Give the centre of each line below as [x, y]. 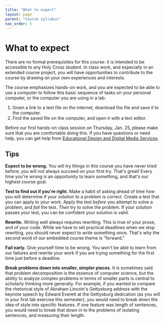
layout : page [19, 14]
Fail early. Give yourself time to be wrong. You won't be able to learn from [81, 247]
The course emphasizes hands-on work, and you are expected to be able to [82, 87]
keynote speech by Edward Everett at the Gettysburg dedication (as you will [82, 294]
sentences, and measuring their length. [45, 315]
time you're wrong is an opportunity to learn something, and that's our [77, 176]
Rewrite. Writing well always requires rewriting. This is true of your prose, [80, 222]
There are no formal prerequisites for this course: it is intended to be [75, 62]
